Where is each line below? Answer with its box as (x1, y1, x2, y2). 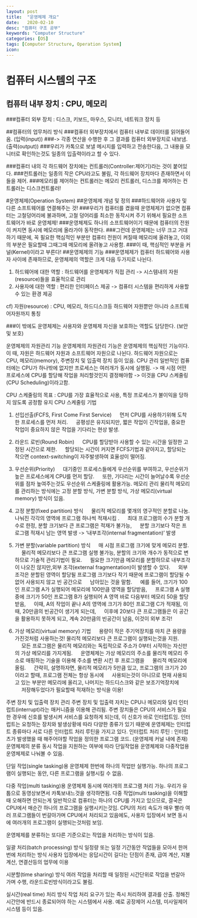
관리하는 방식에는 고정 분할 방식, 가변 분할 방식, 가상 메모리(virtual (21, 487, 172, 494)
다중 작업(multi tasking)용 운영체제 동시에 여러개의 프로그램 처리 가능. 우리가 (6, 782, 182, 789)
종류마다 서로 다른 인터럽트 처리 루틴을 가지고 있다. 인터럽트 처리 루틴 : (12, 728, 173, 735)
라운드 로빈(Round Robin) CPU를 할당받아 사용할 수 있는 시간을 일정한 (14, 438, 183, 445)
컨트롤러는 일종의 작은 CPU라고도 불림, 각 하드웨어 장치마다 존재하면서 (23, 170, 185, 177)
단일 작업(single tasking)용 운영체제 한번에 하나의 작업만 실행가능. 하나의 (6, 762, 173, 769)
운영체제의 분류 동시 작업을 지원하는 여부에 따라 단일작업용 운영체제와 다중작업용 (6, 743, 189, 750)
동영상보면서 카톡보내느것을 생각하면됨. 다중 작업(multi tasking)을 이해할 (21, 790, 188, 797)
